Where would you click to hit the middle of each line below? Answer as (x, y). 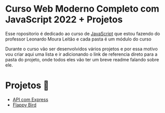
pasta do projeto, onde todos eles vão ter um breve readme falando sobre (82, 59)
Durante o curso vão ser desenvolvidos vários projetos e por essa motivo (81, 49)
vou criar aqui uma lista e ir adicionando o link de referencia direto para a (81, 54)
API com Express (30, 99)
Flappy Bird (25, 105)
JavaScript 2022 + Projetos (64, 20)
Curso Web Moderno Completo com (82, 9)
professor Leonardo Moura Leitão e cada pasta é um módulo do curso (78, 39)
